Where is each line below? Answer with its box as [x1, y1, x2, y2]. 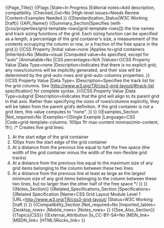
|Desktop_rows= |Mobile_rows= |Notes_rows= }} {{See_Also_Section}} [12, 207, 155, 213]
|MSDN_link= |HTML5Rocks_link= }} [12, 217, 86, 223]
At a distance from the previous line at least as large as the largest [12, 171, 146, 176]
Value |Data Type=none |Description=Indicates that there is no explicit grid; [5, 62, 157, 68]
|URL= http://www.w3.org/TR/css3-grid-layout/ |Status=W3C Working [12, 197, 153, 202]
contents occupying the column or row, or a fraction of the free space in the [5, 41, 158, 47]
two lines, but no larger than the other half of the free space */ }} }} [12, 181, 148, 186]
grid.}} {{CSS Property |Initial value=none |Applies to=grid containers [5, 47, 145, 52]
